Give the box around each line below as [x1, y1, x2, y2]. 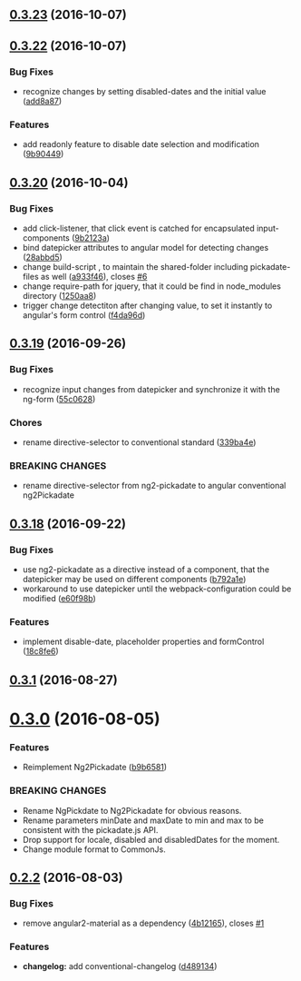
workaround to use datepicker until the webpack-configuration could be [22, 583, 292, 594]
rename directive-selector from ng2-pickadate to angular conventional [22, 481, 286, 491]
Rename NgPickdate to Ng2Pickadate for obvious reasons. [22, 805, 242, 816]
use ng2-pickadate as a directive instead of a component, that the [22, 564, 270, 575]
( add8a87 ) [22, 95, 63, 107]
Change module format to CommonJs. [22, 844, 166, 855]
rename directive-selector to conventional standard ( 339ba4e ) [22, 437, 257, 448]
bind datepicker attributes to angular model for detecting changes [22, 243, 269, 253]
